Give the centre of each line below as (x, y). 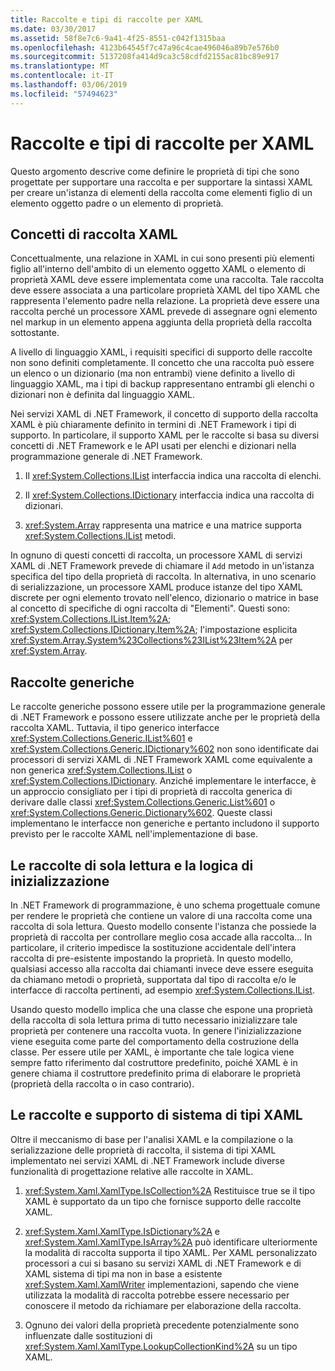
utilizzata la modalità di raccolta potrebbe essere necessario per (157, 1295)
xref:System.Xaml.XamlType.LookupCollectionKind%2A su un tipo (161, 1346)
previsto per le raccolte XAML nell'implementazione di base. (134, 834)
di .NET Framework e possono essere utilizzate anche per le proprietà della (165, 717)
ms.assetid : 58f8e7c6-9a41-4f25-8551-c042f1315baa (118, 38)
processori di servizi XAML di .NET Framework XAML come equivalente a (161, 760)
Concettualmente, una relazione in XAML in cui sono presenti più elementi (162, 258)
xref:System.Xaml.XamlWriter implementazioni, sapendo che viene (162, 1284)
